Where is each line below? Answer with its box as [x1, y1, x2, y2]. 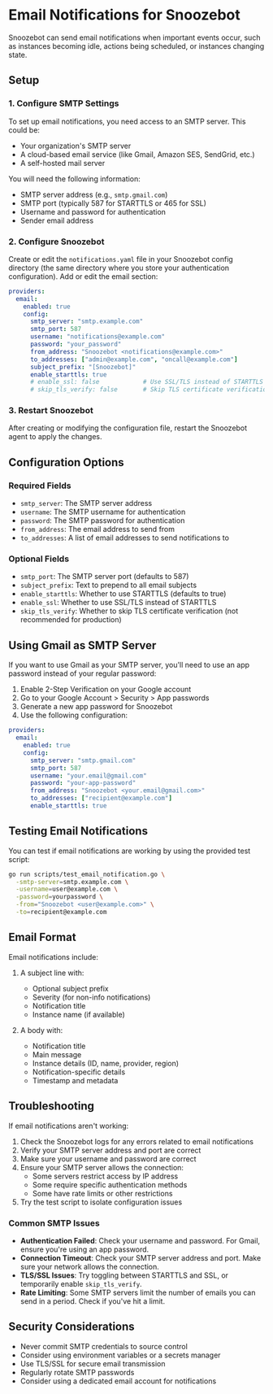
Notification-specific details [32, 1067, 126, 1077]
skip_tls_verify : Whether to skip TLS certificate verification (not [19, 606, 239, 616]
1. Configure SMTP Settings [8, 98, 119, 109]
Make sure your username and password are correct [19, 1153, 197, 1164]
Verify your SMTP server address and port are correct [19, 1145, 201, 1155]
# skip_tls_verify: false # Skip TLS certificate [29, 386, 223, 394]
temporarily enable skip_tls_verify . [19, 1279, 142, 1288]
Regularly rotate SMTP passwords [19, 1367, 135, 1377]
